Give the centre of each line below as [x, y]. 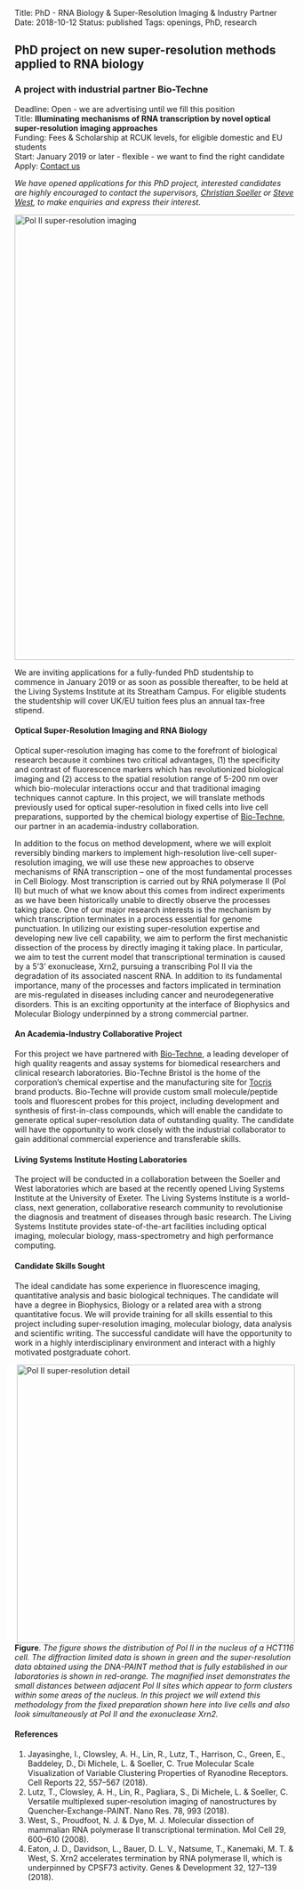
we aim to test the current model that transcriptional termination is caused [150, 957]
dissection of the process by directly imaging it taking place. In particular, [149, 947]
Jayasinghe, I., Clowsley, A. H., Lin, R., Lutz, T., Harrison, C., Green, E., [156, 1754]
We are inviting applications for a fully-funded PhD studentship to [134, 672]
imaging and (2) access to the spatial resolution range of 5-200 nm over [147, 778]
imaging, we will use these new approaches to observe [154, 862]
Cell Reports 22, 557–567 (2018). [88, 1782]
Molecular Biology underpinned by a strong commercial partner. [132, 1014]
